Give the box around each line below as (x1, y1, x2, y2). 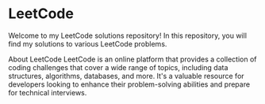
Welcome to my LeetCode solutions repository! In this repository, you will (8, 31, 248, 40)
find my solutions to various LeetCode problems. (8, 39, 167, 48)
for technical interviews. (8, 87, 87, 97)
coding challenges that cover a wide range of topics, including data (8, 62, 229, 72)
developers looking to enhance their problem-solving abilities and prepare (8, 80, 251, 89)
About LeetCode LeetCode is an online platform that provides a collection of (8, 54, 257, 64)
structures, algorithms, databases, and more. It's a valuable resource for (8, 71, 244, 80)
